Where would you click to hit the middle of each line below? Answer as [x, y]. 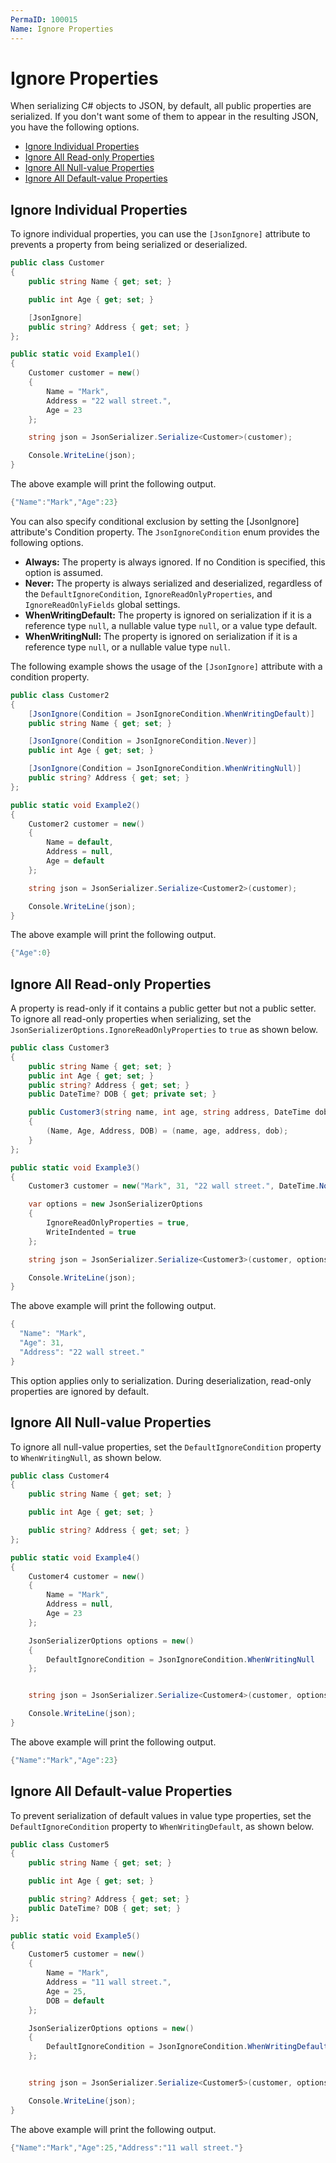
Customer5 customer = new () [86, 1954]
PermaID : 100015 [44, 19]
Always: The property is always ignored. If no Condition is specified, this [175, 562]
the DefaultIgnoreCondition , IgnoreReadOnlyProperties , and [148, 593]
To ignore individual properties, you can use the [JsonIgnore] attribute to [160, 234]
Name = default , [80, 842]
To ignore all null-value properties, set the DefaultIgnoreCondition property [166, 1447]
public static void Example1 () [75, 354]
